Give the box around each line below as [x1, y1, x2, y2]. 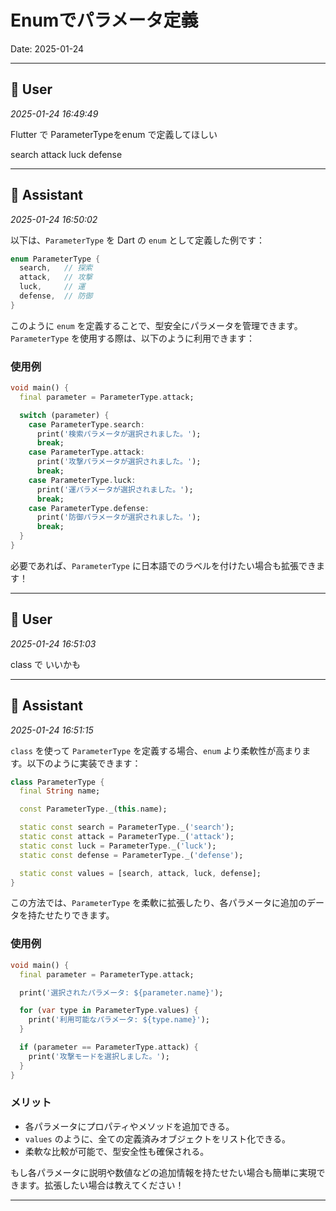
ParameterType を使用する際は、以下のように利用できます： [10, 332, 256, 344]
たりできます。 [53, 909, 115, 921]
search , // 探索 [19, 263, 93, 273]
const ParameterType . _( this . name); [19, 804, 168, 815]
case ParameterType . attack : [28, 447, 145, 458]
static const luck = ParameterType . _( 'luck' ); [19, 841, 217, 851]
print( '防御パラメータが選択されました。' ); [36, 512, 202, 523]
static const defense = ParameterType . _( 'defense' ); [19, 850, 244, 860]
